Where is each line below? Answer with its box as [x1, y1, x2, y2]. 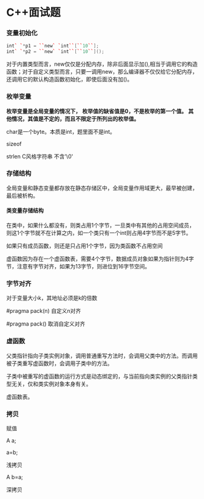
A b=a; [6, 473, 23, 481]
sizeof [6, 140, 22, 147]
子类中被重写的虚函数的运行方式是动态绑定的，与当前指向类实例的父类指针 [6, 372, 192, 380]
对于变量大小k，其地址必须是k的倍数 [6, 295, 98, 302]
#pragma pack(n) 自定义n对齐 [6, 307, 81, 315]
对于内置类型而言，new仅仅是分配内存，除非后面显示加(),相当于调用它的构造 [6, 60, 198, 68]
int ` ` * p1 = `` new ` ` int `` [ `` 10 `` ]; [6, 43, 99, 49]
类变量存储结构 [6, 207, 44, 214]
